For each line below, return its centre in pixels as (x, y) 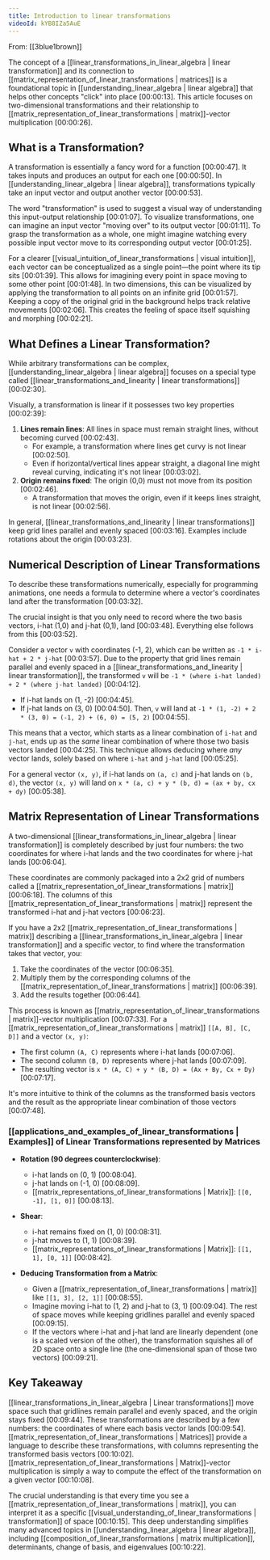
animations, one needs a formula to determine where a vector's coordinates (134, 592)
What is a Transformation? (77, 148)
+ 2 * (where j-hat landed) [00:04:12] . (75, 684)
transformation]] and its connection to (71, 70)
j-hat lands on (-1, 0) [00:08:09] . (86, 1183)
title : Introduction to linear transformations (90, 16)
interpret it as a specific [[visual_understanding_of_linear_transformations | (132, 1512)
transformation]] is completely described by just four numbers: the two (126, 845)
